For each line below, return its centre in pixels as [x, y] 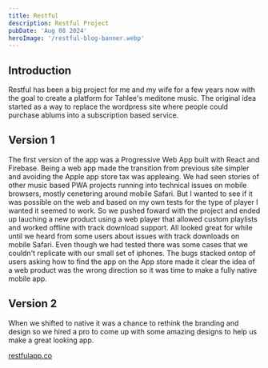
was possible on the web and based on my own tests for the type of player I [133, 202]
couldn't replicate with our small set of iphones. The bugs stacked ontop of [132, 253]
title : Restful [34, 16]
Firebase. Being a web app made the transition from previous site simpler [129, 168]
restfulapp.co [30, 355]
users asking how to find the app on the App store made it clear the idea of [132, 262]
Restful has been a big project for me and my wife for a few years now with [132, 90]
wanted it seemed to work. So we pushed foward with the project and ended [134, 210]
